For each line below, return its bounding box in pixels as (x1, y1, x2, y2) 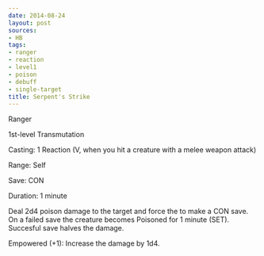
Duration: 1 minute (8, 191, 67, 201)
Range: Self (8, 160, 46, 170)
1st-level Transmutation (8, 130, 85, 139)
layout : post (8, 19, 52, 27)
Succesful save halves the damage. (8, 224, 124, 233)
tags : (8, 41, 26, 49)
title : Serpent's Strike (8, 93, 90, 101)
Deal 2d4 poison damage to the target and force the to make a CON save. (8, 207, 249, 216)
